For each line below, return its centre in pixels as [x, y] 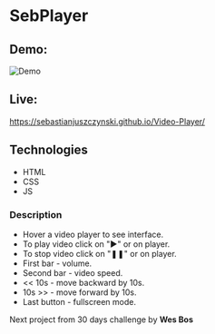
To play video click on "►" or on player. [96, 244]
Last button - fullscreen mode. [79, 301]
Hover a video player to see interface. [93, 234]
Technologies [49, 150]
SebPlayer [49, 16]
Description [36, 214]
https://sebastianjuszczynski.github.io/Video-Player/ [107, 121]
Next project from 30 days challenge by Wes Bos [101, 319]
